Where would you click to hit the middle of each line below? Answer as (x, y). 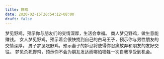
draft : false (19, 19)
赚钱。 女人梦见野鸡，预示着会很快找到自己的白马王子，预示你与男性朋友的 (82, 39)
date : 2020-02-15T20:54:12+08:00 (40, 14)
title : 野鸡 (17, 10)
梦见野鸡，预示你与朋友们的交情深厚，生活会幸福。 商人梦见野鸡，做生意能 (82, 33)
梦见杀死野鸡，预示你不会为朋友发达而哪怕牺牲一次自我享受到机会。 (84, 52)
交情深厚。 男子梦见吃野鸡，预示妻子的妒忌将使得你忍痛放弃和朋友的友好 (80, 46)
